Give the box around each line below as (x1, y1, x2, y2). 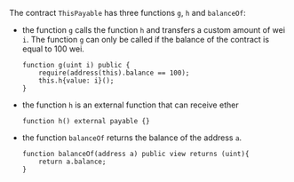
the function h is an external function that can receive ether (21, 99, 239, 110)
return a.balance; (38, 157, 107, 166)
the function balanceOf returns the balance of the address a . (21, 132, 242, 143)
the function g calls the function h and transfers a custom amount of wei (21, 25, 286, 35)
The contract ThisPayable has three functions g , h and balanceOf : (9, 8, 246, 18)
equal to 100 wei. (21, 44, 84, 54)
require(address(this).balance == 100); (38, 68, 190, 77)
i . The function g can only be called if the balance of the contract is (21, 35, 269, 44)
